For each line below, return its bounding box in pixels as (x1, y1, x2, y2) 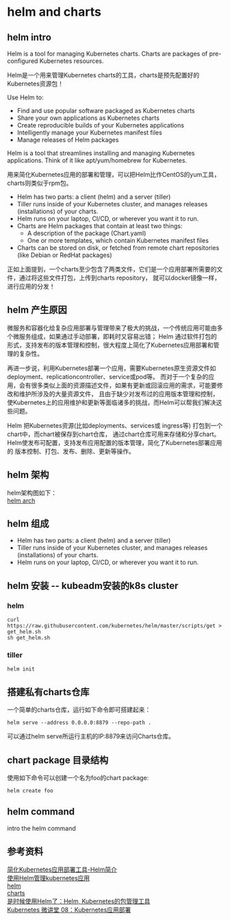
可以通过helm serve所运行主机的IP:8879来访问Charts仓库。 (7, 732, 175, 740)
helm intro (7, 32, 51, 43)
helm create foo (7, 788, 53, 795)
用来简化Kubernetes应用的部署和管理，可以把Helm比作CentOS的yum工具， (7, 171, 220, 178)
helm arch (7, 496, 36, 505)
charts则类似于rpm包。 (7, 179, 73, 187)
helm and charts (7, 4, 101, 20)
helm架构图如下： (7, 488, 57, 497)
